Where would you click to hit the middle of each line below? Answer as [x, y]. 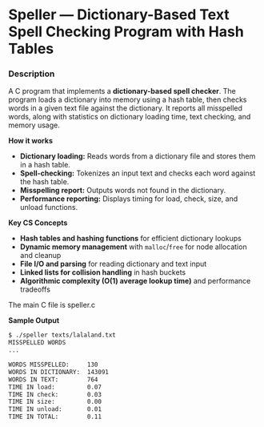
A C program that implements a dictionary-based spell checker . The [122, 91]
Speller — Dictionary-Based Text [119, 15]
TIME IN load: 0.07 [55, 387]
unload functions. [49, 207]
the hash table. [44, 182]
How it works [31, 141]
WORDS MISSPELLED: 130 [53, 365]
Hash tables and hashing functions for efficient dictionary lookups [130, 239]
